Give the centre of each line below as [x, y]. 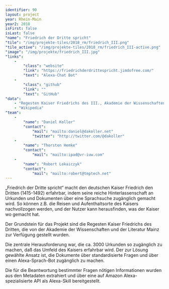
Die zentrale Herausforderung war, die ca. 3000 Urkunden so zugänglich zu [84, 245]
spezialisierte [19, 281]
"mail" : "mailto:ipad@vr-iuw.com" [68, 155]
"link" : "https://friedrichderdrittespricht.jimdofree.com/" [89, 71]
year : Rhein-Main [23, 19]
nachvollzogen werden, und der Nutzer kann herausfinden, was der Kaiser [82, 209]
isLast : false [20, 33]
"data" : [13, 99]
